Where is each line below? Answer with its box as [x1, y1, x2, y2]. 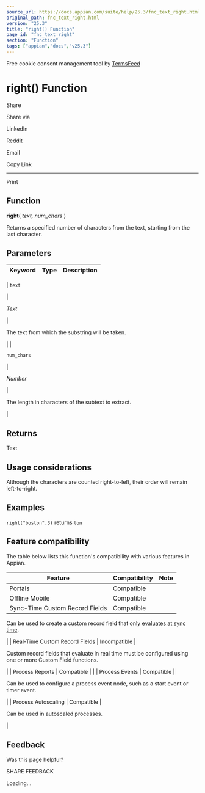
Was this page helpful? [6, 756, 64, 763]
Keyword [9, 266, 37, 275]
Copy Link [6, 160, 32, 168]
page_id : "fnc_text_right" [6, 32, 75, 38]
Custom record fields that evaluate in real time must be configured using [6, 649, 189, 657]
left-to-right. [6, 485, 38, 492]
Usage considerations [6, 462, 92, 472]
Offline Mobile [9, 594, 50, 602]
